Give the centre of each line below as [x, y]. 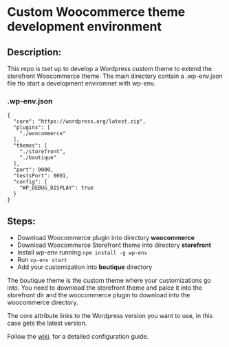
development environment [84, 27]
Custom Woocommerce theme [96, 12]
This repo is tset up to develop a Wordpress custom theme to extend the [109, 69]
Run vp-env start [42, 260]
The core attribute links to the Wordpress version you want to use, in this [110, 316]
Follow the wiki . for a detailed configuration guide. [78, 337]
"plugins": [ [32, 128]
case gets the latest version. [47, 323]
